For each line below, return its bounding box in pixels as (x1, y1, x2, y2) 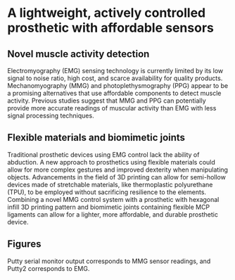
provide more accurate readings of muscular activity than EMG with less (7, 104, 217, 112)
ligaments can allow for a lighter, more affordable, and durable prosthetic (7, 210, 218, 219)
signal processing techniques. (7, 111, 94, 120)
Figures (7, 238, 42, 250)
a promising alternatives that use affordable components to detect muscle (7, 89, 222, 97)
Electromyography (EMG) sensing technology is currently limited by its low (7, 67, 224, 75)
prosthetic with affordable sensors (7, 20, 215, 36)
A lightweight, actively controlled (7, 5, 206, 21)
